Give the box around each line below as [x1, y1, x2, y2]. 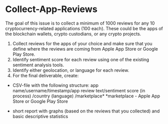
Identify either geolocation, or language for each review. [12, 67, 130, 73]
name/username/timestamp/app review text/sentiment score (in [12, 87, 145, 93]
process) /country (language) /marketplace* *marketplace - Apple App [12, 93, 160, 99]
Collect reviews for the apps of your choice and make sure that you [12, 40, 153, 46]
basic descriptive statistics [12, 113, 68, 119]
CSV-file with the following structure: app [12, 82, 99, 88]
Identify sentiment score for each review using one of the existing [12, 56, 149, 62]
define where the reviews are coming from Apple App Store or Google [12, 46, 158, 52]
